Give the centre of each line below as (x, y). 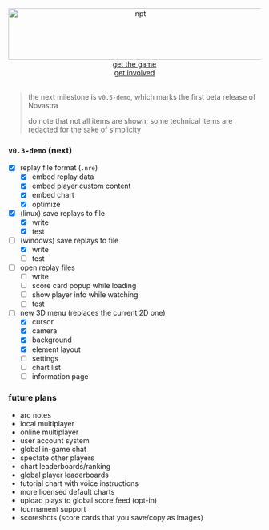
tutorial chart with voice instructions (79, 483)
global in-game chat (53, 450)
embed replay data (63, 177)
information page (60, 376)
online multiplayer (49, 432)
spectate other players (57, 458)
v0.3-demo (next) (40, 150)
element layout (56, 349)
